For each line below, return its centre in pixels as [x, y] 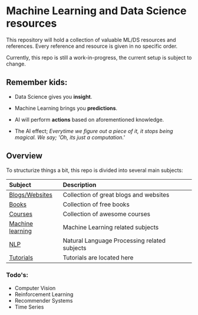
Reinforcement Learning [44, 294]
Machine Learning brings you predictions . [66, 108]
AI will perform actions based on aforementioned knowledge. [89, 119]
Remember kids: [37, 82]
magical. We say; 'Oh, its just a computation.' [70, 137]
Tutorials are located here [98, 257]
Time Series [29, 307]
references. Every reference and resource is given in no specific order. [92, 46]
